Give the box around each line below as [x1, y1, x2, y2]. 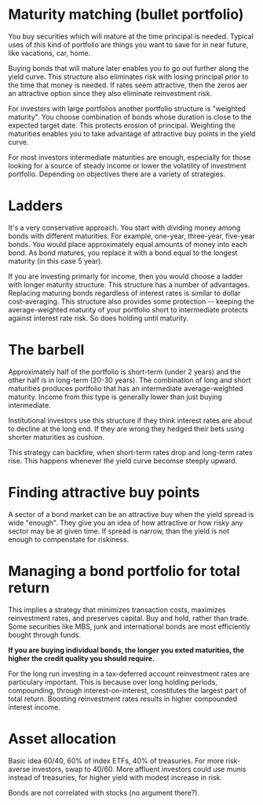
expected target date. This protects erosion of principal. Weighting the [8, 120, 236, 130]
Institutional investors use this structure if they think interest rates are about [8, 415, 253, 425]
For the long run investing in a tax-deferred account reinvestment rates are [8, 669, 250, 678]
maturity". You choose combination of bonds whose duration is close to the [8, 112, 252, 121]
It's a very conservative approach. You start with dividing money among [8, 223, 241, 232]
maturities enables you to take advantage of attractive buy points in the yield [8, 128, 256, 138]
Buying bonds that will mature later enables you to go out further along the [8, 63, 250, 72]
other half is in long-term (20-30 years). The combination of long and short [8, 375, 251, 385]
